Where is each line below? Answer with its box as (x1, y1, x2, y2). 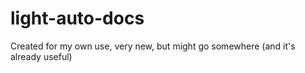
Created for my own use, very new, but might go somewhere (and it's (10, 40, 296, 52)
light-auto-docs (10, 7, 145, 30)
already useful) (10, 50, 73, 62)
